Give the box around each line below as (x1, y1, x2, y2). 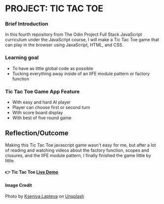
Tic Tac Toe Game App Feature (5, 88, 80, 95)
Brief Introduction (5, 21, 48, 27)
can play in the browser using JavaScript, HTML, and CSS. (5, 42, 124, 48)
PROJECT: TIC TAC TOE (5, 3, 104, 14)
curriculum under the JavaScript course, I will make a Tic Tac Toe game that (5, 37, 160, 43)
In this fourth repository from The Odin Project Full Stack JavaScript (5, 31, 142, 37)
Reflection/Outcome (5, 129, 69, 137)
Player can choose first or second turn (12, 104, 90, 110)
